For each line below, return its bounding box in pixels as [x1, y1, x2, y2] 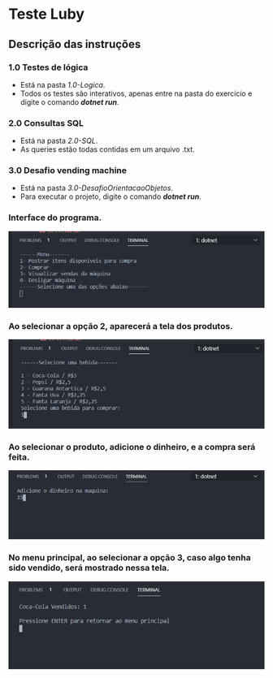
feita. [8, 451, 30, 463]
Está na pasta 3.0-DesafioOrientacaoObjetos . [19, 184, 173, 193]
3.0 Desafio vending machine [8, 165, 128, 176]
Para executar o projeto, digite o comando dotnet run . [19, 192, 201, 201]
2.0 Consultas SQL [8, 117, 84, 128]
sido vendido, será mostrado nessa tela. [8, 562, 170, 573]
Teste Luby [8, 5, 85, 24]
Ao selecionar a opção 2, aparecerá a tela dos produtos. [8, 320, 233, 331]
